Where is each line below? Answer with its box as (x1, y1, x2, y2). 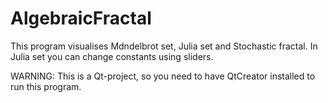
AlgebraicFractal (10, 7, 152, 30)
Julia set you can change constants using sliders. (10, 50, 214, 62)
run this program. (10, 80, 82, 92)
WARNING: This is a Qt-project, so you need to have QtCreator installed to (10, 70, 316, 82)
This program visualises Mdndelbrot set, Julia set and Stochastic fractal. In (10, 40, 318, 52)
